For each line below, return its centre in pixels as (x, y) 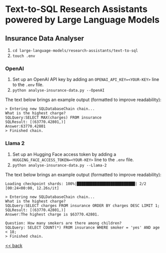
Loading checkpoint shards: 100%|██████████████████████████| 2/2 (76, 183)
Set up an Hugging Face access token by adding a (64, 154)
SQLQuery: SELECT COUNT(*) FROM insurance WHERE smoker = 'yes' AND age (82, 227)
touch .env (24, 56)
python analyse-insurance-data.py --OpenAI (58, 90)
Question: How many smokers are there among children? (63, 223)
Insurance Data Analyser (44, 38)
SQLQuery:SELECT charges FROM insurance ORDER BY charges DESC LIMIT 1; (82, 205)
